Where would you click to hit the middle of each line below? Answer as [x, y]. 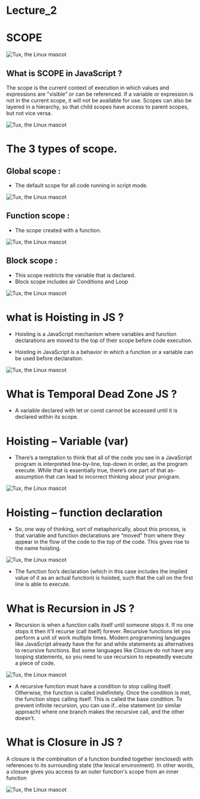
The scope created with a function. [58, 230]
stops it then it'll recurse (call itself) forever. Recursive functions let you [103, 631]
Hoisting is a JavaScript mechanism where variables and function [96, 334]
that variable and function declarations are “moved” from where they [99, 535]
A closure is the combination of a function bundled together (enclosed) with [100, 759]
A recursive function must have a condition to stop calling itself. [93, 686]
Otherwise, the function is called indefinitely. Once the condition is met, [103, 693]
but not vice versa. [29, 113]
